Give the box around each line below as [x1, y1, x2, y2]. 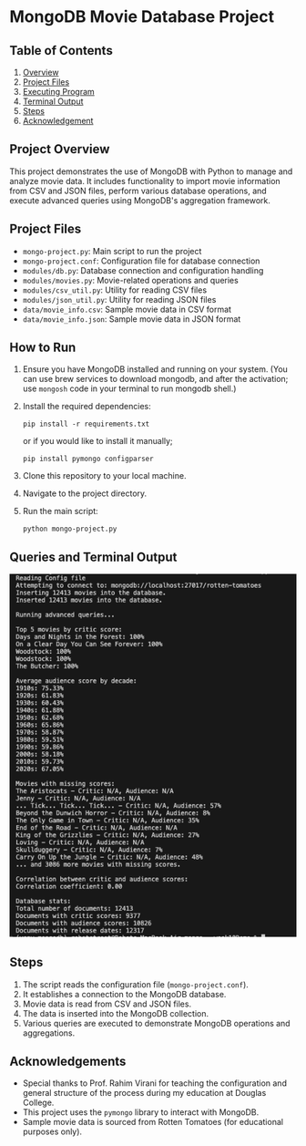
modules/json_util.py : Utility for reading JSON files [22, 294, 217, 305]
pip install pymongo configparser [22, 454, 154, 464]
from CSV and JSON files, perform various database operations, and [9, 185, 267, 196]
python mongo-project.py [22, 524, 117, 534]
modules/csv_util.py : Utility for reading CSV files [22, 284, 208, 295]
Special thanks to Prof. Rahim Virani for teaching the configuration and [22, 1078, 287, 1089]
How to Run [9, 340, 76, 356]
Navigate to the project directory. [22, 488, 148, 499]
